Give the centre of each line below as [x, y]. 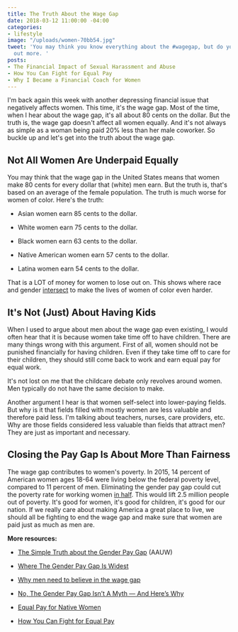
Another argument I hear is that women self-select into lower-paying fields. [117, 402]
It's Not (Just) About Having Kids [82, 312]
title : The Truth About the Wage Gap [63, 14]
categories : [25, 27]
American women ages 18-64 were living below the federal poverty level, [114, 479]
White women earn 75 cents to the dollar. [78, 227]
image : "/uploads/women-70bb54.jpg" [61, 40]
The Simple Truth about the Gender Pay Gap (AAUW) [95, 552]
